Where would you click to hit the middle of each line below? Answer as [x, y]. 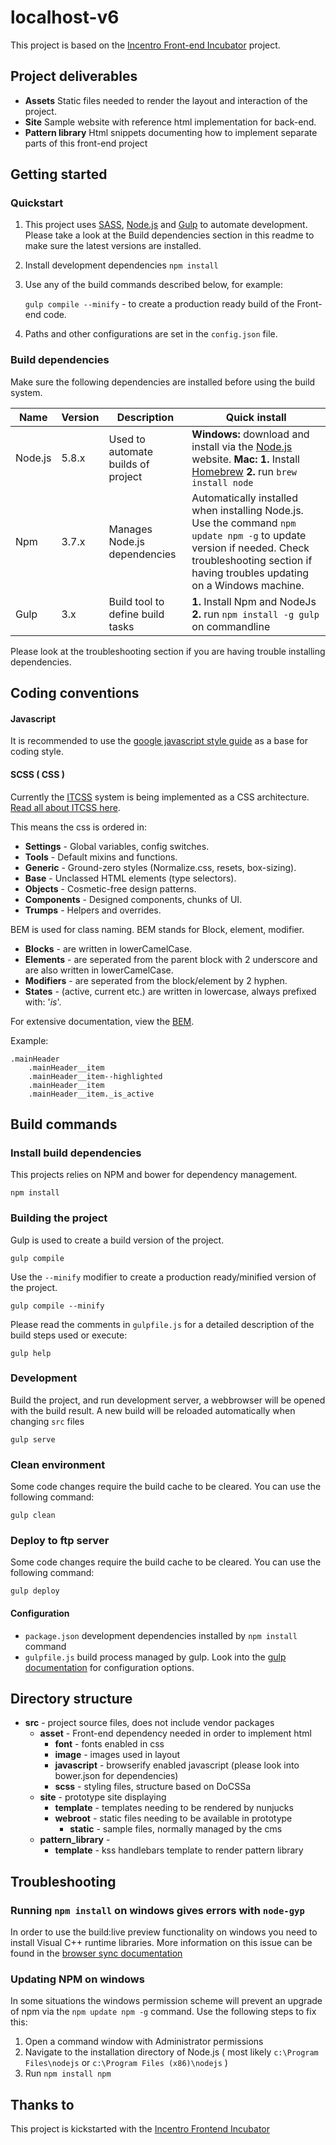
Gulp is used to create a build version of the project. [117, 1240]
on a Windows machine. [248, 585]
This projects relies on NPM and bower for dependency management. [154, 1175]
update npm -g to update [249, 535]
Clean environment [58, 1464]
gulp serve [33, 1439]
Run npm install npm [68, 2073]
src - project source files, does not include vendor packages [149, 1723]
